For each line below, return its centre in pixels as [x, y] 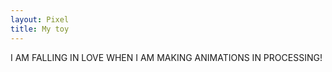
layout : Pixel [40, 19]
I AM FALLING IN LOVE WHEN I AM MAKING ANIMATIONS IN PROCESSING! [166, 57]
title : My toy [40, 29]
